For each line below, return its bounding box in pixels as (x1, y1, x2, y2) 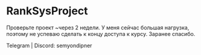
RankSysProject (6, 4, 89, 18)
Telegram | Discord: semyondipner (6, 42, 92, 49)
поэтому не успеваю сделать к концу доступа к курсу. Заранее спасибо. (6, 30, 196, 37)
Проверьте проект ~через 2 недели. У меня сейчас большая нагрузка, (6, 24, 190, 31)
